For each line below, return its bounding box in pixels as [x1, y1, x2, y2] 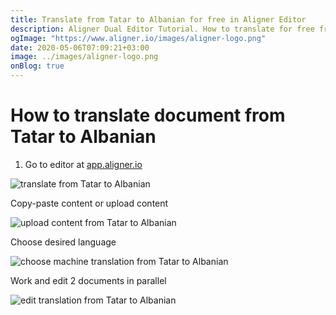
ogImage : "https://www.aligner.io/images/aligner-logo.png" [10, 33, 267, 43]
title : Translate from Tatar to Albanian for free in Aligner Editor [10, 14, 307, 25]
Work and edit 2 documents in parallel [10, 274, 167, 286]
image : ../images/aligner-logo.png [10, 52, 159, 62]
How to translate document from [10, 104, 286, 127]
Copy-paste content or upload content [10, 197, 169, 209]
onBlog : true [10, 61, 65, 71]
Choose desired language [10, 236, 117, 248]
